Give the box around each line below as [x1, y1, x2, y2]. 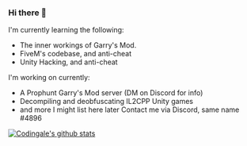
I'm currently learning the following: [8, 25, 124, 35]
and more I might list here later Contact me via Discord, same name [19, 105, 240, 114]
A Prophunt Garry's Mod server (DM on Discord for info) [19, 88, 203, 98]
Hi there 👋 [8, 7, 47, 18]
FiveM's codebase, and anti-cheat [19, 49, 132, 59]
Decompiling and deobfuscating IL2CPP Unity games [19, 97, 194, 106]
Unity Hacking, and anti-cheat [19, 57, 118, 67]
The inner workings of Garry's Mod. [19, 40, 137, 50]
